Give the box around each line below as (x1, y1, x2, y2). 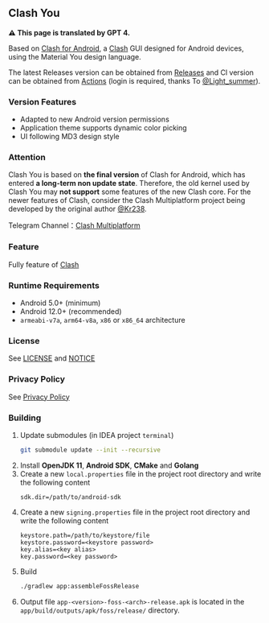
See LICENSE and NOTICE (8, 353, 96, 363)
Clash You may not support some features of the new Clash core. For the (8, 187, 251, 196)
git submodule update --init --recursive (19, 446, 161, 454)
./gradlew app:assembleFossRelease (19, 582, 140, 590)
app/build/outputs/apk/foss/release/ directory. (19, 605, 181, 615)
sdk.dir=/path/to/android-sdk (19, 493, 122, 501)
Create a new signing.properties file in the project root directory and (19, 507, 251, 517)
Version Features (8, 96, 77, 107)
